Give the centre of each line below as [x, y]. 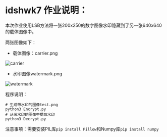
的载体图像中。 [21, 31]
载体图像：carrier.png [35, 53]
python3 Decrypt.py [26, 119]
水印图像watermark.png [37, 73]
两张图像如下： [21, 42]
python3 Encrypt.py [26, 109]
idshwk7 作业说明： [47, 10]
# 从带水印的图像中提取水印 [30, 114]
